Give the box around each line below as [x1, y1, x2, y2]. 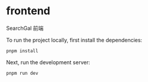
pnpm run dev [6, 70, 39, 76]
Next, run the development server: [6, 58, 90, 66]
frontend [6, 4, 51, 18]
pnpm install [6, 48, 39, 54]
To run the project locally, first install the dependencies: [6, 36, 143, 43]
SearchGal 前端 [6, 24, 44, 31]
